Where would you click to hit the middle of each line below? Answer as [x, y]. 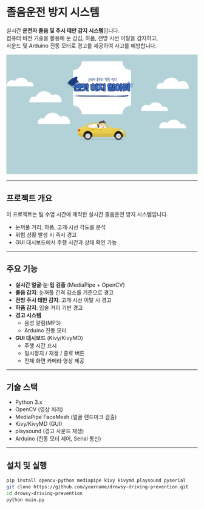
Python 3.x [29, 402]
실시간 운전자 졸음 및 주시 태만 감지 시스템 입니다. [63, 30]
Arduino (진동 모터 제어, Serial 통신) [58, 439]
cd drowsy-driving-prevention [45, 493]
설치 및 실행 [27, 465]
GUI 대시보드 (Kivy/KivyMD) [49, 338]
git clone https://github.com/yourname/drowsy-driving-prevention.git [97, 487]
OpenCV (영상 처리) [39, 409]
